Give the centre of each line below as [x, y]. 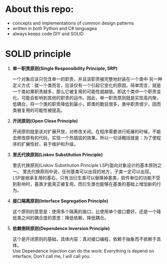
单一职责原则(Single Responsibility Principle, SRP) [65, 68]
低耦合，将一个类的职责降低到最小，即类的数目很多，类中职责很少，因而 [86, 104]
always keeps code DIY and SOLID [48, 33]
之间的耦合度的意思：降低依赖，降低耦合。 [65, 217]
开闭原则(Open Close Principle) [45, 120]
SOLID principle [38, 54]
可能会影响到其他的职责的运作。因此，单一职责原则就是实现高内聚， [91, 97]
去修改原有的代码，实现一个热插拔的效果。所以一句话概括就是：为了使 [84, 137]
